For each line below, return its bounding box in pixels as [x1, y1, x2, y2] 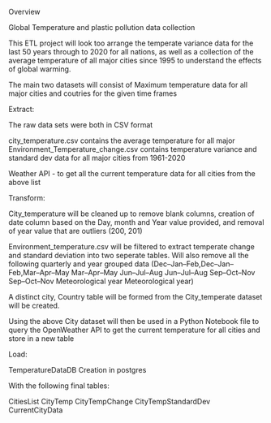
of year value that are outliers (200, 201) [8, 227, 144, 235]
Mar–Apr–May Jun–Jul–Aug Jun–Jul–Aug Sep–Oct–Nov [71, 268, 256, 277]
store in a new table [8, 334, 75, 343]
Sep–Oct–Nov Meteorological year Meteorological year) [8, 276, 195, 286]
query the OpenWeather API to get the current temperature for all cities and [8, 325, 261, 335]
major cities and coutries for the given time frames [8, 88, 177, 98]
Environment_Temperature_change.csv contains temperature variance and [8, 145, 257, 153]
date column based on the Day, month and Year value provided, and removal [8, 218, 265, 227]
